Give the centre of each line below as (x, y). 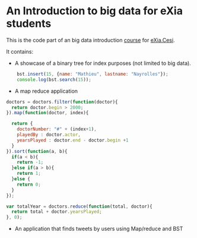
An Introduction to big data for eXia (94, 11)
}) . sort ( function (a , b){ (37, 151)
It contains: (20, 51)
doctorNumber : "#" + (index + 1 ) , (57, 129)
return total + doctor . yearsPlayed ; (57, 212)
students (29, 24)
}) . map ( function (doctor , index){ (47, 113)
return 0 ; (29, 184)
